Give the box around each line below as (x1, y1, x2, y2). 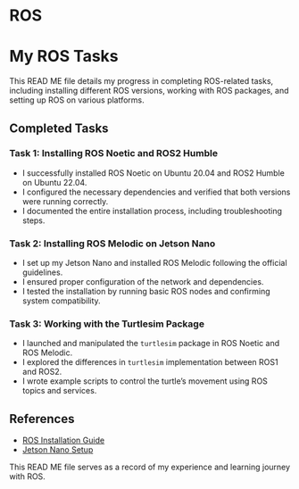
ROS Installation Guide (21, 435, 105, 446)
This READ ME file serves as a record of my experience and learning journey (9, 461, 291, 473)
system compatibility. (21, 295, 101, 306)
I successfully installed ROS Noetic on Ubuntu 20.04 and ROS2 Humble (21, 167, 286, 178)
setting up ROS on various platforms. (9, 95, 145, 105)
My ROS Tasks (9, 46, 119, 67)
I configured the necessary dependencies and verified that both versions (21, 186, 291, 197)
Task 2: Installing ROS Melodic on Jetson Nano (9, 237, 216, 250)
